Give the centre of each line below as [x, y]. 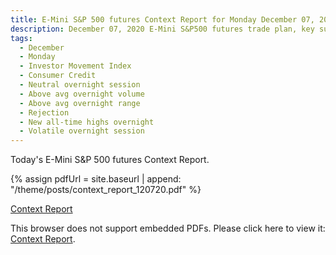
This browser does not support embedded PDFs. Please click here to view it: [168, 228]
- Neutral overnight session [80, 85]
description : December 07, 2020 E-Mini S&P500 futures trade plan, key [162, 29]
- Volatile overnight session [82, 131]
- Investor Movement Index [75, 66]
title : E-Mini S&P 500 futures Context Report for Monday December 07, [162, 19]
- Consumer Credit [58, 76]
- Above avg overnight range [80, 103]
